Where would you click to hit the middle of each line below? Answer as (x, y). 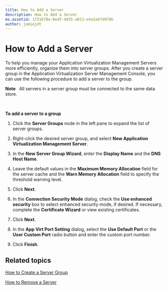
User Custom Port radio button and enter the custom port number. (81, 235)
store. (11, 94)
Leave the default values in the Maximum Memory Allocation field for (85, 169)
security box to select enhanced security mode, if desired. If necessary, (87, 204)
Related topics (28, 260)
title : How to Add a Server (35, 10)
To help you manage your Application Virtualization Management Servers (81, 63)
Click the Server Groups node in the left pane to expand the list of (81, 124)
